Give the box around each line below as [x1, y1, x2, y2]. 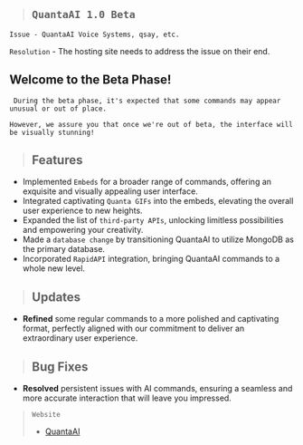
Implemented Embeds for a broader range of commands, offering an [22, 177, 272, 188]
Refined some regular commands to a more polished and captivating [22, 314, 279, 324]
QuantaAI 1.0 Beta [31, 8, 136, 22]
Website [31, 411, 61, 420]
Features [31, 152, 83, 168]
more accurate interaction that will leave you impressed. [22, 392, 232, 403]
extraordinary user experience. [22, 333, 138, 343]
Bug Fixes [31, 359, 89, 374]
